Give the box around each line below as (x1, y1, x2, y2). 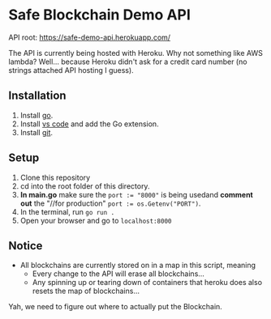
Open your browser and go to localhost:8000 (19, 215, 172, 225)
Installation (8, 89, 67, 103)
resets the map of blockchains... (32, 286, 140, 296)
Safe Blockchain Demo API (8, 6, 191, 24)
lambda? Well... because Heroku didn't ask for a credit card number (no (8, 57, 247, 66)
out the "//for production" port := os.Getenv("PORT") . (19, 198, 201, 208)
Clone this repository (19, 172, 91, 182)
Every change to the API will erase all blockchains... (32, 269, 205, 279)
